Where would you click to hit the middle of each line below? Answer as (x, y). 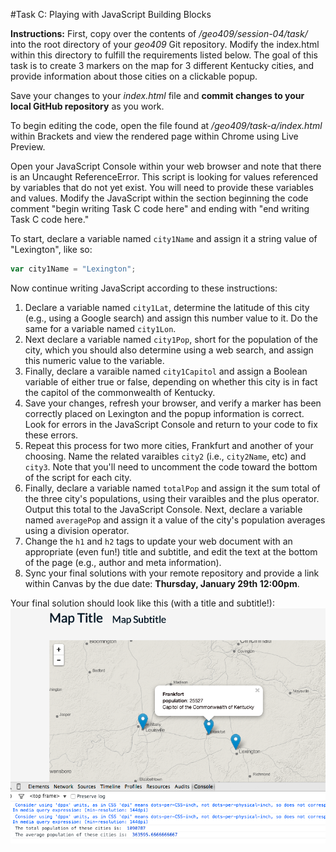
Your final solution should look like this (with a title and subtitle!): (142, 603)
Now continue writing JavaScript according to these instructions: (144, 288)
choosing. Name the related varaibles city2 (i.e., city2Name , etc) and (165, 456)
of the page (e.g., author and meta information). (123, 562)
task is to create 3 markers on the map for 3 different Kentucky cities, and (162, 65)
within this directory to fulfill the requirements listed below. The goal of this (164, 55)
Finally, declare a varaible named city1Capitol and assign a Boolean (166, 371)
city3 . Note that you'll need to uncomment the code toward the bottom (171, 466)
